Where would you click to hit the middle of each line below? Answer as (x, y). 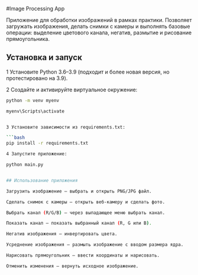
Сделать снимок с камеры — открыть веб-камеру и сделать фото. (86, 202)
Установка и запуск (44, 58)
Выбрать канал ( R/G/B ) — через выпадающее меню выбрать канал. (86, 213)
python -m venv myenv (33, 100)
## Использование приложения (42, 180)
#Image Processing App (35, 9)
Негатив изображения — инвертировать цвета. (62, 234)
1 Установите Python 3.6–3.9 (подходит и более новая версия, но (88, 72)
